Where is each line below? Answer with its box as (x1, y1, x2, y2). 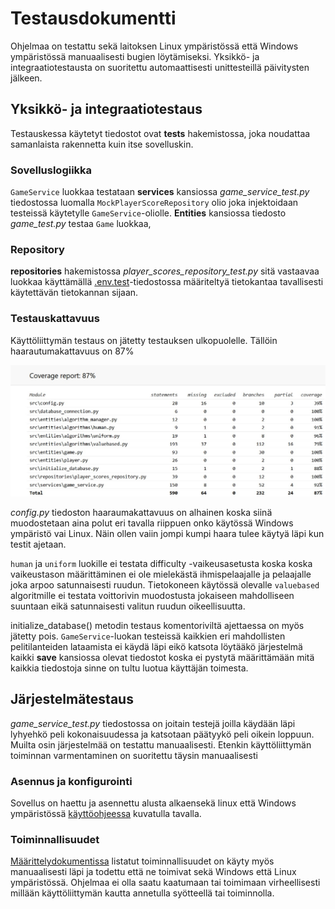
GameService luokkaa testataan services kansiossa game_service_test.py (10, 186, 310, 198)
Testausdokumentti (10, 7, 177, 30)
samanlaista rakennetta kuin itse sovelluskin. (10, 138, 194, 150)
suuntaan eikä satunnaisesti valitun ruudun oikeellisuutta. (10, 600, 246, 612)
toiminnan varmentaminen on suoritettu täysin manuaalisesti (10, 749, 258, 761)
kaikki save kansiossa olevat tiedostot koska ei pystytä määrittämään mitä (10, 651, 315, 663)
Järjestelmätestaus (10, 691, 134, 708)
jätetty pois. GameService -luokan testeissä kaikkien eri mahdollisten (10, 630, 286, 642)
